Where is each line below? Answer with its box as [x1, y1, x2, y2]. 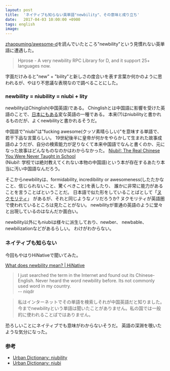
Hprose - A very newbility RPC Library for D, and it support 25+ [17, 58, 150, 64]
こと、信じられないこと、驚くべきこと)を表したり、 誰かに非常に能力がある [5, 183, 163, 189]
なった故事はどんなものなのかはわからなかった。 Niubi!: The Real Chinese [5, 148, 160, 154]
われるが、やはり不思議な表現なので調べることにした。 [5, 80, 121, 86]
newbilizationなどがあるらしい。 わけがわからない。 [5, 225, 114, 232]
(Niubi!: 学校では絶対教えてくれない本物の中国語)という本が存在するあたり [5, 159, 161, 165]
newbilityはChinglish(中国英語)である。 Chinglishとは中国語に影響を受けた [5, 105, 161, 111]
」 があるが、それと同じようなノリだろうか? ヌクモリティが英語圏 [27, 195, 165, 202]
